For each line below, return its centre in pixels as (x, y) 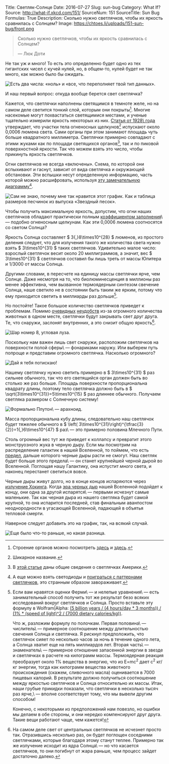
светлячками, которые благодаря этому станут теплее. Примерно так (88, 740)
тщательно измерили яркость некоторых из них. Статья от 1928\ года (80, 120)
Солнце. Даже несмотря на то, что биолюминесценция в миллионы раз (83, 279)
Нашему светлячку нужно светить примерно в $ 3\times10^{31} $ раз (80, 372)
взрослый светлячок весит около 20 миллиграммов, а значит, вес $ (79, 253)
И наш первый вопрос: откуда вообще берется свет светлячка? (74, 94)
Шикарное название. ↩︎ (37, 557)
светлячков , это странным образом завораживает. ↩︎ (70, 582)
